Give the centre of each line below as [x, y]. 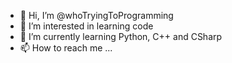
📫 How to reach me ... [66, 48]
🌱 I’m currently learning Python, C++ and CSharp [121, 36]
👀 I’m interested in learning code [86, 26]
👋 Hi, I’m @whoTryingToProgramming [96, 15]
